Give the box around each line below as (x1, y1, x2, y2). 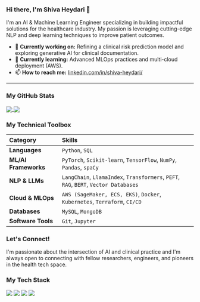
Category (9, 136, 37, 144)
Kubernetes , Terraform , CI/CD (61, 198, 142, 206)
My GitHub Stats (6, 92, 55, 100)
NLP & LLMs (9, 177, 44, 185)
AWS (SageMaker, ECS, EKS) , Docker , (61, 190, 162, 199)
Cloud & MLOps (9, 194, 55, 202)
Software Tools (9, 217, 54, 226)
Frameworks (9, 164, 46, 172)
